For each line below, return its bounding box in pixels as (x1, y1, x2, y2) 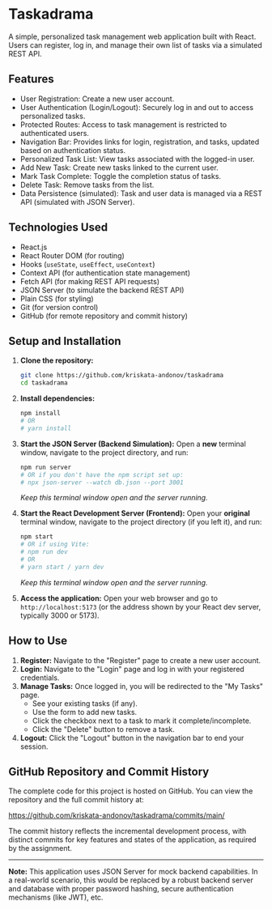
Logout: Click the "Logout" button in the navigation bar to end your (19, 733, 244, 742)
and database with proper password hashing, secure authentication (8, 884, 234, 894)
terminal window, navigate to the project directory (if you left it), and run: (19, 517, 262, 527)
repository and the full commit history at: (8, 795, 144, 805)
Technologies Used (8, 220, 108, 235)
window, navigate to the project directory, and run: (19, 447, 189, 457)
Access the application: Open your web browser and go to (19, 593, 219, 603)
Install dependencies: (19, 393, 96, 403)
